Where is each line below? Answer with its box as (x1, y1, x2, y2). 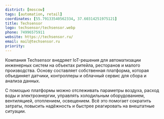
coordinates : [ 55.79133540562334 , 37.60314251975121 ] (5, 16, 117, 21)
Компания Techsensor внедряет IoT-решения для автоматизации (5, 57, 141, 63)
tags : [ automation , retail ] (5, 12, 63, 17)
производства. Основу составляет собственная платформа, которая (5, 67, 149, 73)
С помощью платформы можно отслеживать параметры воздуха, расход (5, 87, 160, 93)
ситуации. (5, 108, 26, 114)
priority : (5, 44, 25, 48)
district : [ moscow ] (5, 7, 45, 12)
